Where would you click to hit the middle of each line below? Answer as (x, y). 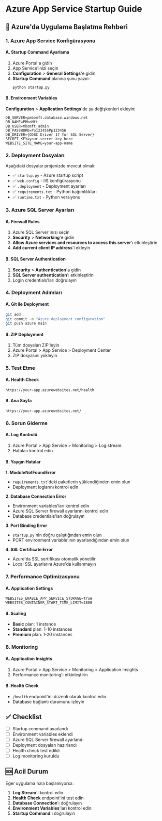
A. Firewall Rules (23, 221)
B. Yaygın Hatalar (23, 461)
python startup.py (31, 87)
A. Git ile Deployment (27, 304)
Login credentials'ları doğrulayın (44, 280)
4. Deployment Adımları (34, 293)
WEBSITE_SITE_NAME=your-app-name (39, 143)
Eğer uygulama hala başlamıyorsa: (40, 783)
